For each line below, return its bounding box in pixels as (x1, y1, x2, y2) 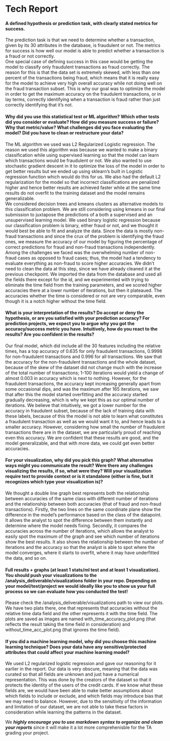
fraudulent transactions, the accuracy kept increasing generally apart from (5, 380, 161, 387)
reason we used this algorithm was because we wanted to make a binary (5, 146, 158, 153)
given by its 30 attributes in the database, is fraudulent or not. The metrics (5, 42, 161, 48)
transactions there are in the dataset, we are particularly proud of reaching (5, 429, 161, 435)
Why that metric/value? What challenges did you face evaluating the (5, 124, 153, 130)
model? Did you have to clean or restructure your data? (5, 129, 124, 135)
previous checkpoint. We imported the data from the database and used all (5, 271, 162, 277)
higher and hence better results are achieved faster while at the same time (5, 184, 161, 190)
